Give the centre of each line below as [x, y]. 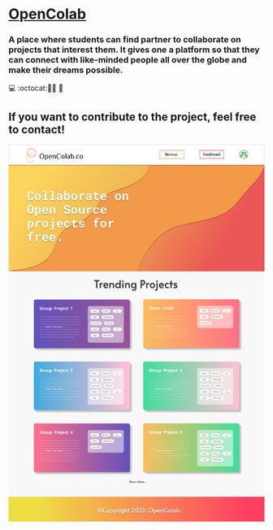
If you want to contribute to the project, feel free [132, 117]
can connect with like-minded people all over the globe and [128, 60]
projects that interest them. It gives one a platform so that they [134, 50]
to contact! [37, 130]
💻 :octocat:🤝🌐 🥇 [36, 88]
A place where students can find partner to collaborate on [125, 40]
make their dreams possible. [66, 70]
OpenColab [48, 14]
